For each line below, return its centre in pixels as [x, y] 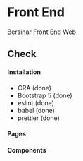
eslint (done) [36, 102]
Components [27, 150]
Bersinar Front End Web [41, 32]
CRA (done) [34, 88]
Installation [24, 72]
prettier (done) [38, 118]
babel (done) [36, 110]
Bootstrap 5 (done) [45, 95]
